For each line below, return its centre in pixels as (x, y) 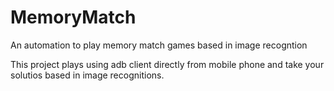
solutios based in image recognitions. (87, 75)
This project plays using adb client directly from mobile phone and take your (167, 64)
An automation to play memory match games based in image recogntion (159, 45)
